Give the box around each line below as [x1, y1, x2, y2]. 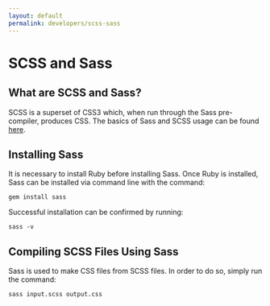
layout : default [8, 11, 63, 20]
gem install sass [8, 193, 67, 201]
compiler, [8, 116, 39, 126]
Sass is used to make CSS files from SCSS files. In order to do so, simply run [8, 267, 263, 276]
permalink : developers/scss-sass [8, 19, 121, 27]
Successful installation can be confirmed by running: [8, 207, 184, 217]
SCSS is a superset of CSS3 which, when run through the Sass [8, 107, 217, 117]
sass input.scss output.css [8, 291, 103, 299]
